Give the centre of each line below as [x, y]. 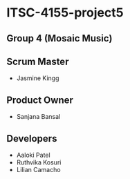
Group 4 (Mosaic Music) [59, 38]
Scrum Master [38, 61]
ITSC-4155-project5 [65, 13]
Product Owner [40, 100]
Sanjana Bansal [38, 117]
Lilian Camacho [38, 170]
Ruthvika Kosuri [39, 162]
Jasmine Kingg [38, 78]
